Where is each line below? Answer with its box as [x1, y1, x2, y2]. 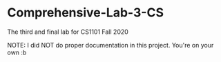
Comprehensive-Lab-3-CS [7, 5, 164, 21]
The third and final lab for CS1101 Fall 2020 [7, 28, 129, 36]
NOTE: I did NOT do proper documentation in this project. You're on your [7, 41, 214, 49]
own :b [7, 48, 27, 56]
